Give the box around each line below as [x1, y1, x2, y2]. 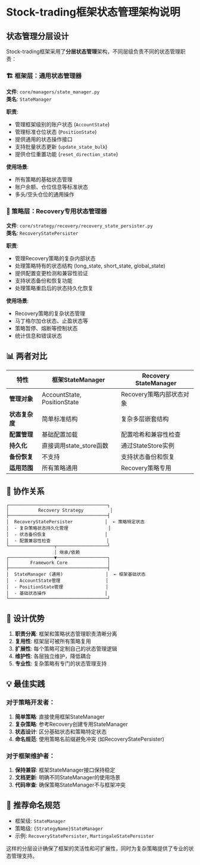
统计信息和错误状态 [14, 332, 62, 339]
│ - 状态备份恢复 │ [6, 532, 108, 538]
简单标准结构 [41, 415, 78, 423]
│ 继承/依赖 [54, 549, 80, 555]
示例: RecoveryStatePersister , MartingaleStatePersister [14, 832, 155, 839]
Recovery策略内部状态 [121, 391, 183, 399]
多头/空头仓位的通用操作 [14, 191, 74, 198]
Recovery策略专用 [121, 464, 171, 472]
